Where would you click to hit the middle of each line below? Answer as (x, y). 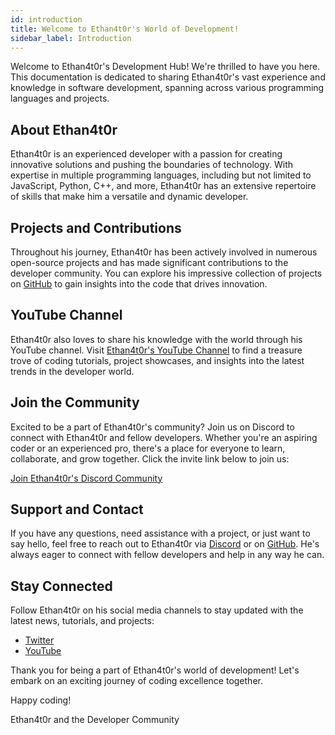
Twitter (39, 640)
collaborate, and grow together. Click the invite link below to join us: (150, 458)
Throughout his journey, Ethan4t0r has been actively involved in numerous (164, 252)
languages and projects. (60, 98)
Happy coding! (41, 700)
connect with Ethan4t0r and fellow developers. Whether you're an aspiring (164, 437)
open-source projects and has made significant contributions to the (149, 262)
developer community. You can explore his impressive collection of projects (166, 273)
